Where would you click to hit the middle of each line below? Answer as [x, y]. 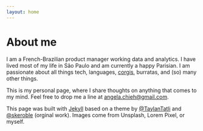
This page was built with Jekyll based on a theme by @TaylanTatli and [94, 108]
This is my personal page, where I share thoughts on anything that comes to [101, 90]
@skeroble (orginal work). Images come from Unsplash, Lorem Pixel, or [96, 115]
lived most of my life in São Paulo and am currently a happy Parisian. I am [98, 65]
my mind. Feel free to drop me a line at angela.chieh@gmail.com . [88, 97]
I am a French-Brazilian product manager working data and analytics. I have [101, 59]
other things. [22, 78]
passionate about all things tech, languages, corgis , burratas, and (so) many [101, 72]
